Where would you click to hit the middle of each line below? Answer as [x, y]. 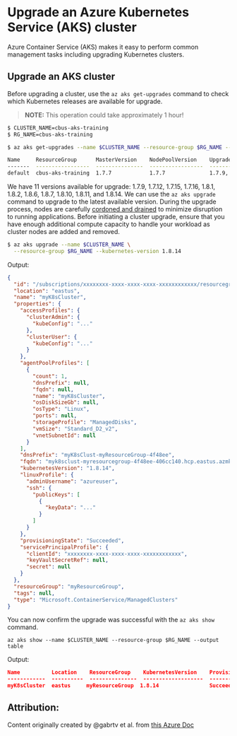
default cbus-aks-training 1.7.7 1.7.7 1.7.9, [118, 173]
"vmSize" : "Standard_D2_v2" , [75, 428]
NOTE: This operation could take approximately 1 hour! [104, 115]
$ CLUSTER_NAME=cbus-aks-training [58, 128]
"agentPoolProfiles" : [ [55, 363]
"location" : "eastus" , [47, 291]
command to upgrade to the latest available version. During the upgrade [112, 201]
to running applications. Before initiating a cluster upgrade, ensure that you [116, 217]
